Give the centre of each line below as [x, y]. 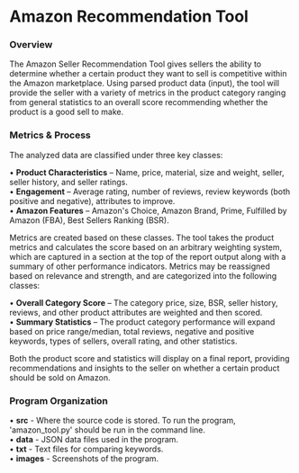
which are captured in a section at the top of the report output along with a [148, 256]
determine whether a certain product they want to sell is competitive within [148, 74]
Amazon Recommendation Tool [129, 17]
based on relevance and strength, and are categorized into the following [143, 275]
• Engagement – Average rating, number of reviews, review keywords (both [150, 192]
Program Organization [59, 400]
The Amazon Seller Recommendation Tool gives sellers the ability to [136, 64]
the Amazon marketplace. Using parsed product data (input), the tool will [145, 84]
